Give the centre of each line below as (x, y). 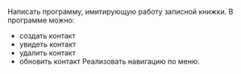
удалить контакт (47, 53)
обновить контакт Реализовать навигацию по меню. (110, 61)
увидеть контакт (48, 44)
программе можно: (41, 20)
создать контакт (47, 36)
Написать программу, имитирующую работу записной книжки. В (120, 12)
